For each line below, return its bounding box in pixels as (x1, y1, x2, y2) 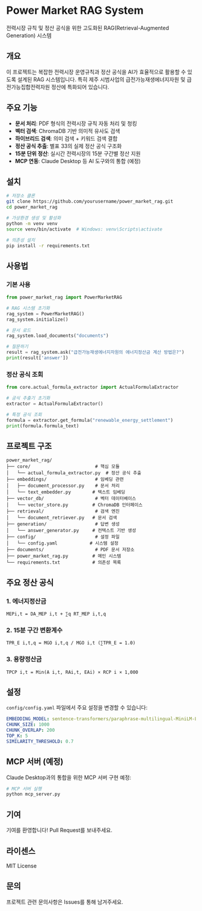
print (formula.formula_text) (6, 422, 79, 429)
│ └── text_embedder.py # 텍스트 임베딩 (6, 489, 126, 495)
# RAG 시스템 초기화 (6, 305, 50, 311)
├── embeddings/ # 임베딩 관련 (6, 477, 124, 483)
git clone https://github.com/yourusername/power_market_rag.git (6, 199, 173, 205)
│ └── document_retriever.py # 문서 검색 (6, 515, 117, 521)
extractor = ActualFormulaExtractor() (6, 401, 103, 407)
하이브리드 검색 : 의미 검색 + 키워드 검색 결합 (14, 135, 118, 142)
